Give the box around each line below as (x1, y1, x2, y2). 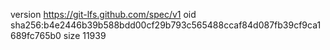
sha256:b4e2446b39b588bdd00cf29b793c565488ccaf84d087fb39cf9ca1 (10, 19, 322, 31)
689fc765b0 (10, 30, 62, 41)
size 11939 (63, 30, 107, 41)
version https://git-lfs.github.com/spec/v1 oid (10, 9, 197, 20)
